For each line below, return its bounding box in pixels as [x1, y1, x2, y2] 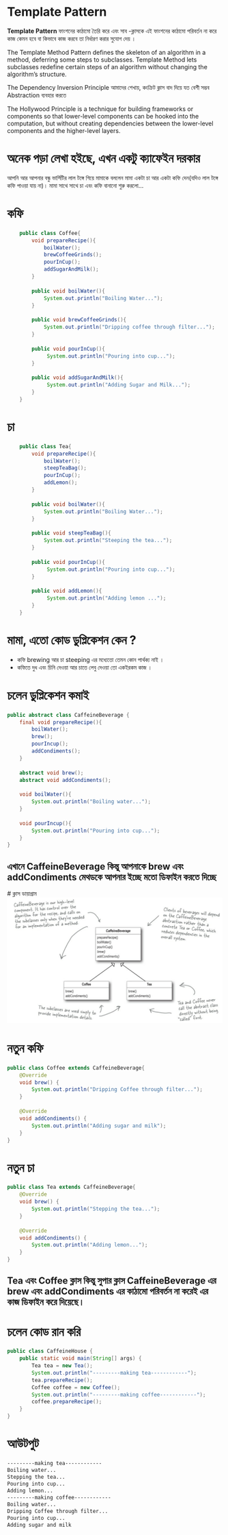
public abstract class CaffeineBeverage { [7, 711, 130, 718]
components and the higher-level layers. [7, 126, 121, 134]
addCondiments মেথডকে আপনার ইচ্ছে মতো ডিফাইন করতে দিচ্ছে [7, 871, 217, 883]
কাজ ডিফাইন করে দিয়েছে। [7, 1297, 85, 1308]
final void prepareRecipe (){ [19, 719, 102, 726]
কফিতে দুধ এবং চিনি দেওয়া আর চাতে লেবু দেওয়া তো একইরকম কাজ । [16, 663, 152, 672]
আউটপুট [7, 1436, 39, 1451]
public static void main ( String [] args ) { [19, 1355, 142, 1362]
